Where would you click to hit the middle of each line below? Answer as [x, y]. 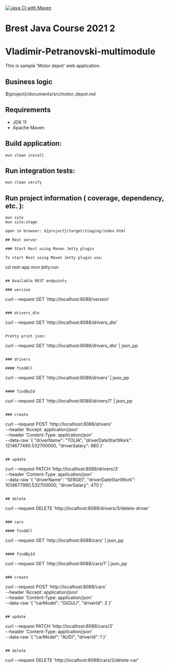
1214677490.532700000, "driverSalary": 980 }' [54, 446]
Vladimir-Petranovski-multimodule [80, 52]
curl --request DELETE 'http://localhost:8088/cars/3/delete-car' [72, 660]
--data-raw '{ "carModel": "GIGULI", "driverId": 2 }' [59, 603]
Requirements [28, 110]
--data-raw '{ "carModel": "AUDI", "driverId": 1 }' [56, 637]
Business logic [29, 82]
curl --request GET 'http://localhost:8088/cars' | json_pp [64, 540]
